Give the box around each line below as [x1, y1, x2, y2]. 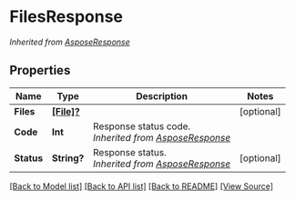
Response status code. [92, 120, 191, 133]
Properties [9, 63, 71, 78]
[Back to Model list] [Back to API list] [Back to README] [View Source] [9, 180, 274, 192]
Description [136, 89, 188, 102]
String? [51, 152, 85, 165]
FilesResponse [9, 6, 123, 27]
